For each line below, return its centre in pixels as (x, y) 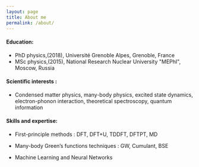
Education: (20, 42)
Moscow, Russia (35, 68)
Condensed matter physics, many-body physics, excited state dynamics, (104, 95)
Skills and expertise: (32, 121)
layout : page (22, 12)
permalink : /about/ (30, 23)
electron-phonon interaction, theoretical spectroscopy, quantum (93, 101)
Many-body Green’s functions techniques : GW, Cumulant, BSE (91, 146)
